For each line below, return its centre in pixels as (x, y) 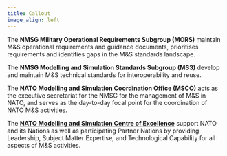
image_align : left (33, 20)
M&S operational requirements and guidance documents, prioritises (103, 47)
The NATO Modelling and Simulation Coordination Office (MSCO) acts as (113, 88)
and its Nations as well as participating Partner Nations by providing (103, 131)
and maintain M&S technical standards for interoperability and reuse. (104, 75)
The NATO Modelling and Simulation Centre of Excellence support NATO (112, 123)
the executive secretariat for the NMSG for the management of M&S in (107, 95)
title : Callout (29, 13)
